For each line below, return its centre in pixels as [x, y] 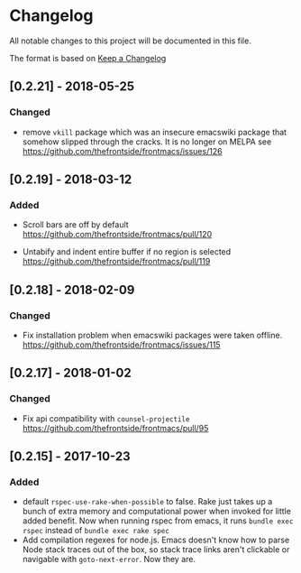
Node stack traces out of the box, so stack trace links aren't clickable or [156, 550]
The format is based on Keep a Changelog [88, 58]
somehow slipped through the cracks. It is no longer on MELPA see [147, 142]
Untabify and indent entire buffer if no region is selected [127, 252]
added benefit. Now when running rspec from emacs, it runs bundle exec [158, 521]
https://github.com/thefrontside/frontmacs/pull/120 [117, 235]
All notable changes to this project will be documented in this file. [131, 41]
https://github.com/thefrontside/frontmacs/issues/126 [122, 151]
